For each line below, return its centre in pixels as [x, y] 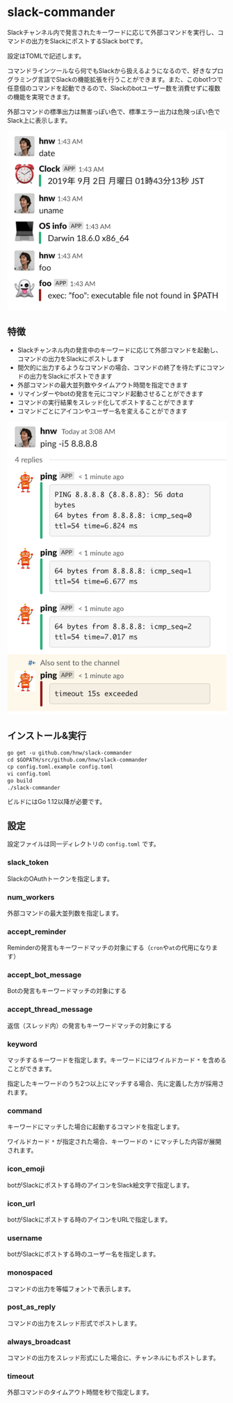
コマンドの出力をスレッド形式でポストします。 [74, 1323]
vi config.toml [29, 774]
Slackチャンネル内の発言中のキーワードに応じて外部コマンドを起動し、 [120, 350]
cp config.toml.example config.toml [60, 767]
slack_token [28, 863]
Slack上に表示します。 [39, 120]
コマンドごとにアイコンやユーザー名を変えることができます [102, 411]
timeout [21, 1377]
